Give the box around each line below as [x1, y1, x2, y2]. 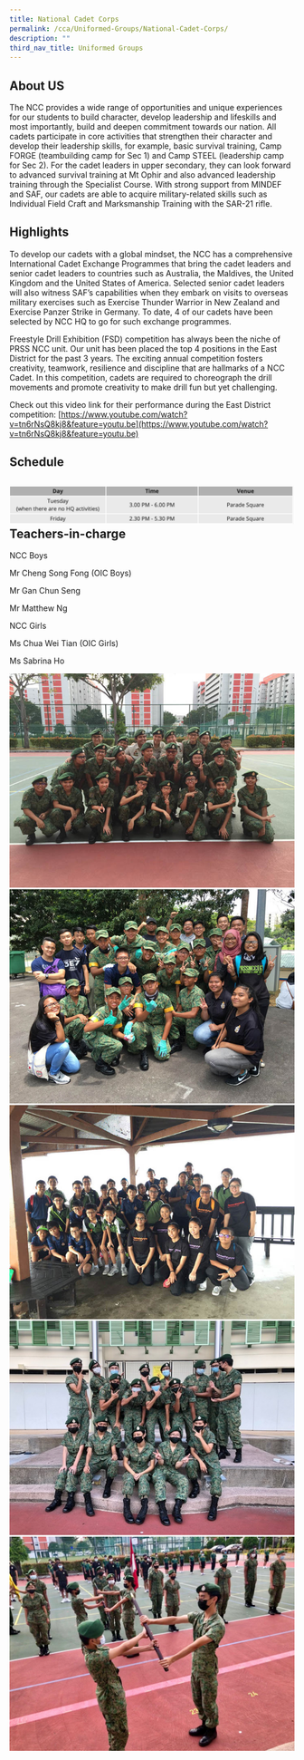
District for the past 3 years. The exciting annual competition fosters [9, 353, 263, 363]
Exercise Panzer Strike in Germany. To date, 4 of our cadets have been [9, 306, 273, 317]
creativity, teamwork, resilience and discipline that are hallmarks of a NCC [9, 363, 285, 373]
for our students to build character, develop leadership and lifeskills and [9, 111, 277, 122]
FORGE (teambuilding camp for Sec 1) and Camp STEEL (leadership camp [9, 150, 285, 161]
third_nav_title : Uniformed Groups [9, 44, 144, 53]
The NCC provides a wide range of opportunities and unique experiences [9, 102, 283, 113]
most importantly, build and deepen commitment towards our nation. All [9, 121, 277, 132]
